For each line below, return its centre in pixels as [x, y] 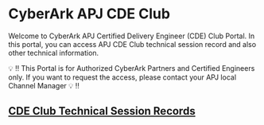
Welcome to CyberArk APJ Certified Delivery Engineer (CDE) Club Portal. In [132, 36]
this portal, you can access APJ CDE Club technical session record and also [132, 44]
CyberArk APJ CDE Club [89, 14]
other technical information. [54, 53]
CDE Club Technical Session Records [102, 111]
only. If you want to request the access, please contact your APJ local [122, 77]
